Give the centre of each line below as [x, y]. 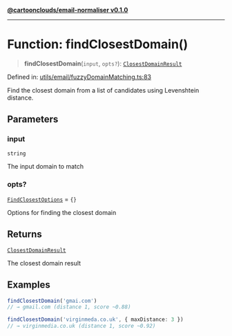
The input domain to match [46, 166]
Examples [29, 285]
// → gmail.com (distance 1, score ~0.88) [69, 307]
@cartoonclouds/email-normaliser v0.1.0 [68, 10]
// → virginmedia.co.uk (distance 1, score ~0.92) [81, 326]
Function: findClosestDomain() [98, 45]
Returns [25, 234]
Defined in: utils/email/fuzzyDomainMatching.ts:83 [79, 77]
